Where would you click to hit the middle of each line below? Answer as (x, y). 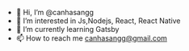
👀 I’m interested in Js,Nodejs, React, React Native (98, 21)
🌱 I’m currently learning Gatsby (67, 29)
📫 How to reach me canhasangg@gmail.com (92, 38)
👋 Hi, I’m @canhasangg (55, 12)
